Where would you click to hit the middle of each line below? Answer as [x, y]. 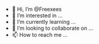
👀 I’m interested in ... [37, 15]
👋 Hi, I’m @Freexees [37, 9]
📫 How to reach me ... [40, 35]
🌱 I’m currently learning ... [44, 22]
